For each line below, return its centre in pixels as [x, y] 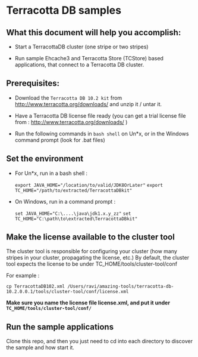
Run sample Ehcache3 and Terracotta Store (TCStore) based [89, 58]
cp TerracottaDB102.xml [36, 287]
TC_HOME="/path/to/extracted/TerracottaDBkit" [73, 190]
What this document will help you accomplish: [94, 33]
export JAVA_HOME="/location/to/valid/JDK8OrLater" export [89, 185]
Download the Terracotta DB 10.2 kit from [68, 98]
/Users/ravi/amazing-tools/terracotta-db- [121, 287]
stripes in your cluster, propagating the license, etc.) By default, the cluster [98, 258]
